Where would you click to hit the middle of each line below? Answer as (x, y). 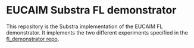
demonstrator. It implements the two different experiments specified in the (97, 32)
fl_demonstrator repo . (33, 39)
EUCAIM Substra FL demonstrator (91, 10)
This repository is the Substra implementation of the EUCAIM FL (85, 26)
